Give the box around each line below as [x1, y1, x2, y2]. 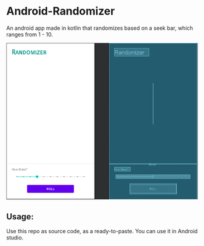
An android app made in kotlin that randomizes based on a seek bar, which [6, 24, 193, 32]
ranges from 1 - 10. [6, 30, 53, 38]
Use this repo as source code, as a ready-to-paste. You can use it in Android [6, 228, 198, 235]
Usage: [6, 211, 35, 222]
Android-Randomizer [6, 4, 115, 18]
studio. [6, 234, 24, 241]
